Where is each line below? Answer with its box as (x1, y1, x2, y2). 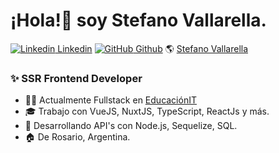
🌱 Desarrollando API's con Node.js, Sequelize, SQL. (24, 120, 238, 132)
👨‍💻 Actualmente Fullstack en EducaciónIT (24, 94, 197, 106)
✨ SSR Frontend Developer (10, 71, 143, 85)
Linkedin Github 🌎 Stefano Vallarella (57, 42, 249, 54)
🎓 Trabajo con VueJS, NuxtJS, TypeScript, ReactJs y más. (24, 105, 270, 118)
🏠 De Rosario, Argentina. (24, 131, 131, 143)
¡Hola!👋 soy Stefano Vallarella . (10, 9, 267, 32)
